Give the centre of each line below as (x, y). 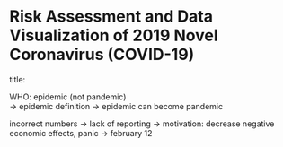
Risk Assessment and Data (111, 17)
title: (18, 79)
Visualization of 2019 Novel (114, 35)
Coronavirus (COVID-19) (102, 55)
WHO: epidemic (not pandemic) (68, 97)
